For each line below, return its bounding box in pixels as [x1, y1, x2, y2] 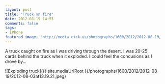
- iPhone [5, 30, 23, 35]
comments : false [5, 21, 38, 26]
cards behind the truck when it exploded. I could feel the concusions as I [5, 53, 152, 59]
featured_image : [5, 35, 38, 40]
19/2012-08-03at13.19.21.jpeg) [5, 73, 66, 79]
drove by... [5, 58, 27, 64]
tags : [5, 26, 16, 30]
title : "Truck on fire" [5, 12, 54, 17]
